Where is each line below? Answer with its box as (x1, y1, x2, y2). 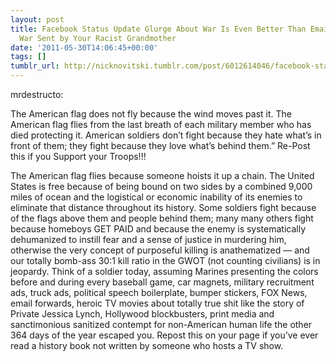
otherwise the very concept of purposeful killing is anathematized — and (10, 244, 310, 256)
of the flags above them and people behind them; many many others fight (10, 212, 314, 224)
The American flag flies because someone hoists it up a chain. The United (10, 170, 315, 181)
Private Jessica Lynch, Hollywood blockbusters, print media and (10, 308, 275, 320)
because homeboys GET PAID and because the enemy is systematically (10, 223, 307, 235)
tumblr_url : (10, 61, 60, 71)
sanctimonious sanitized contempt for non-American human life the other (10, 319, 313, 330)
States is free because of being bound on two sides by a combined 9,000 (10, 181, 313, 192)
